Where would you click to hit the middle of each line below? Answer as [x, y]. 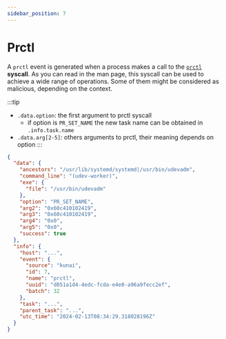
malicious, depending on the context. [60, 88]
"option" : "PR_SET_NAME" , [57, 201]
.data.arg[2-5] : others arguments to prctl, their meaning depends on [115, 137]
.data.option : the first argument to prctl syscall [84, 115]
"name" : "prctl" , [50, 278]
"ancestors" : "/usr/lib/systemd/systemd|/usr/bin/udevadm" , [107, 170]
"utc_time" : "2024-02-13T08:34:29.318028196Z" [88, 317]
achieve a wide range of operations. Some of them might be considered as [113, 81]
